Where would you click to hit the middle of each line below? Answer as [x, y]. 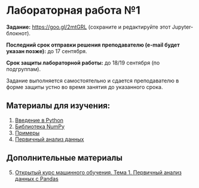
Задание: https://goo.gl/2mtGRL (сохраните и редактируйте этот [88, 27]
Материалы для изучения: [58, 106]
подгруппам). [23, 69]
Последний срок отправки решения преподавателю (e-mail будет [93, 45]
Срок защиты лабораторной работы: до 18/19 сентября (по [83, 63]
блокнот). [19, 33]
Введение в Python [39, 120]
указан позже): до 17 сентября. [47, 51]
